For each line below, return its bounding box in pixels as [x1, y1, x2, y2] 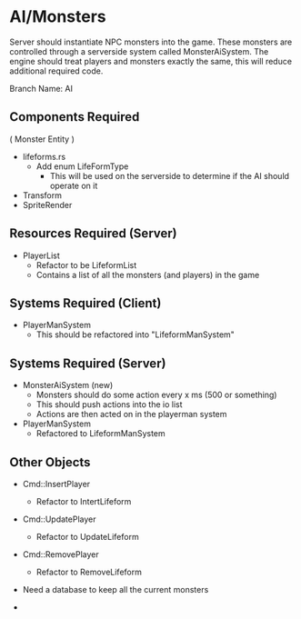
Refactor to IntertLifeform [35, 496, 132, 506]
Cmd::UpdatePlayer [22, 514, 96, 524]
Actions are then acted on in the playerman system [35, 409, 227, 420]
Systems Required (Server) [9, 355, 166, 371]
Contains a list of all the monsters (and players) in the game [35, 269, 260, 280]
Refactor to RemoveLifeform [35, 566, 143, 577]
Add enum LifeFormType [35, 161, 129, 172]
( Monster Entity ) [9, 134, 75, 145]
